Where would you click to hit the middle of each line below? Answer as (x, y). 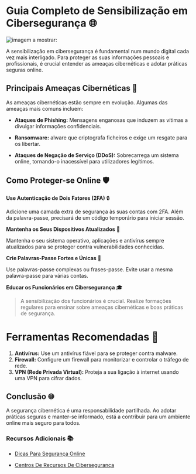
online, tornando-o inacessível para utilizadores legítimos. (84, 161)
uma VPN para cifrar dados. (48, 378)
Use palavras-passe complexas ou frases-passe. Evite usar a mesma (90, 269)
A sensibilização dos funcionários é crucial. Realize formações (96, 301)
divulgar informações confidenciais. (58, 126)
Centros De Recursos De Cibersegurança (64, 465)
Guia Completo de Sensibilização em (97, 11)
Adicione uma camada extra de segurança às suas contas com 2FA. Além (95, 212)
